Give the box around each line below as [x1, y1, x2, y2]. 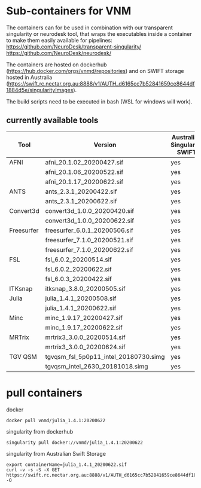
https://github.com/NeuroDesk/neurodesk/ [6, 49, 112, 56]
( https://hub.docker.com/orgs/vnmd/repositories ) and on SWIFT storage [6, 67, 184, 74]
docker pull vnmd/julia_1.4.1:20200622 [6, 417, 106, 423]
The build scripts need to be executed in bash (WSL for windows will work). [6, 97, 193, 105]
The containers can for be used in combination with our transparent [6, 24, 173, 31]
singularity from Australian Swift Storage [6, 450, 106, 457]
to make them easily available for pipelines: [6, 36, 112, 44]
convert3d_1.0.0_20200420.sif [45, 206, 135, 215]
